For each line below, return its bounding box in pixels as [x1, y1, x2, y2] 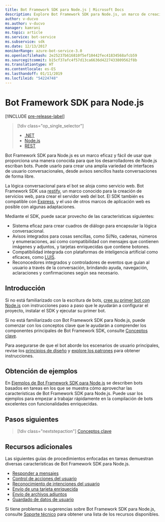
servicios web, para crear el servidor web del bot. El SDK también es [5, 193, 144, 199]
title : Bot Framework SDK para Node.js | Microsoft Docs [5, 7, 124, 12]
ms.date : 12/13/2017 [5, 44, 48, 49]
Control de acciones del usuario [12, 475, 77, 481]
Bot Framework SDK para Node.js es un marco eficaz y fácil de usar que [5, 152, 152, 158]
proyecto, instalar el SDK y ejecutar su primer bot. [5, 307, 106, 313]
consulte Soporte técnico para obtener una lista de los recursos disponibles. [5, 511, 160, 517]
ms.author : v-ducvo [5, 21, 45, 26]
